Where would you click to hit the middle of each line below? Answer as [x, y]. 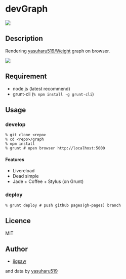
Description [24, 39]
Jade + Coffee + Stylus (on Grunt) [48, 181]
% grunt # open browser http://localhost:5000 [55, 148]
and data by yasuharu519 [32, 271]
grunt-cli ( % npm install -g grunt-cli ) [53, 94]
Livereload [24, 171]
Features [15, 159]
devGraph [27, 9]
